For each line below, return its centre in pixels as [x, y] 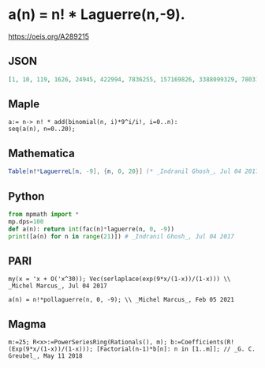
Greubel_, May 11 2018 [45, 356]
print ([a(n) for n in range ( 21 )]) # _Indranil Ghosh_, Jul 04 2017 [121, 236]
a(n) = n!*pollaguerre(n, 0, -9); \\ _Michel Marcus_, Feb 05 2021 [121, 300]
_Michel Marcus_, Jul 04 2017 [58, 286]
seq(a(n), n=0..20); [42, 129]
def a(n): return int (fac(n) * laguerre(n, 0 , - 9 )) [91, 229]
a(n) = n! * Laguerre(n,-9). [97, 15]
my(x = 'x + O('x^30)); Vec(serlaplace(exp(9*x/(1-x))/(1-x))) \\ [119, 279]
